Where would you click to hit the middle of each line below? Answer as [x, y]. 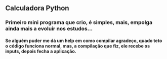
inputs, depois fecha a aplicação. [41, 51]
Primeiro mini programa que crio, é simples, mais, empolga [79, 22]
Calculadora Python [37, 8]
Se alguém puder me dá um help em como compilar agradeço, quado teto [84, 40]
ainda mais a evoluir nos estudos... [49, 28]
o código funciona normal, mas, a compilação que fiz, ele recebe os [78, 46]
